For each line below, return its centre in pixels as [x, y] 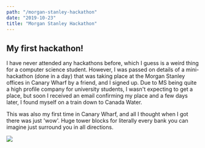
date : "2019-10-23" [31, 18]
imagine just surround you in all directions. [60, 127]
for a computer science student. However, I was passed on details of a [96, 70]
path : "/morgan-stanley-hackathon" [52, 12]
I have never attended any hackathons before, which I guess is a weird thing [103, 63]
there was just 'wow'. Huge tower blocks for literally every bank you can [97, 121]
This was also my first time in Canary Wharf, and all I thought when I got [97, 114]
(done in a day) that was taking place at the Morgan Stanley [110, 76]
